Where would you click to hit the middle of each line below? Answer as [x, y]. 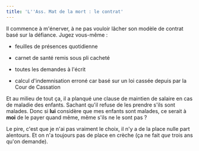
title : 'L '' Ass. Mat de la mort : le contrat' [65, 12]
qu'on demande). [27, 141]
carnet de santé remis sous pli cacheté [62, 57]
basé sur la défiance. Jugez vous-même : [57, 35]
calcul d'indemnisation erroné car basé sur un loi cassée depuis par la [101, 81]
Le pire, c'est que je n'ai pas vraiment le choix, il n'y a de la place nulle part [98, 128]
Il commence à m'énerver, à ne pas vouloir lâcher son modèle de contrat [95, 28]
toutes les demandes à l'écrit [50, 69]
